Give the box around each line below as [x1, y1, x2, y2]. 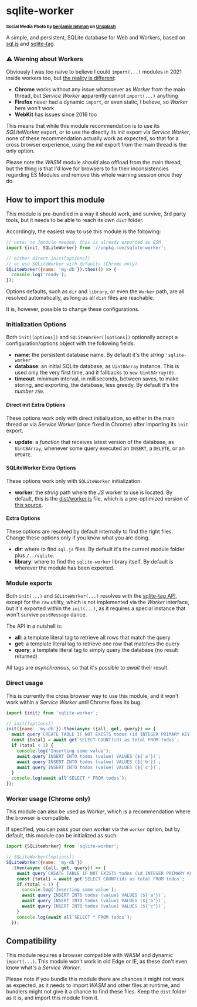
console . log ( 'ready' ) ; [11, 272, 67, 278]
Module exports [6, 579, 53, 587]
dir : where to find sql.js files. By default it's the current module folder [14, 546, 185, 553]
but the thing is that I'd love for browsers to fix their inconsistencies [6, 165, 169, 172]
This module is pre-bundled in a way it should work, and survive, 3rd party [6, 210, 186, 217]
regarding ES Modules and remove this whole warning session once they [6, 171, 182, 178]
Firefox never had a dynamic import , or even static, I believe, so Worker [14, 98, 188, 105]
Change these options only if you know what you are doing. [6, 534, 150, 541]
